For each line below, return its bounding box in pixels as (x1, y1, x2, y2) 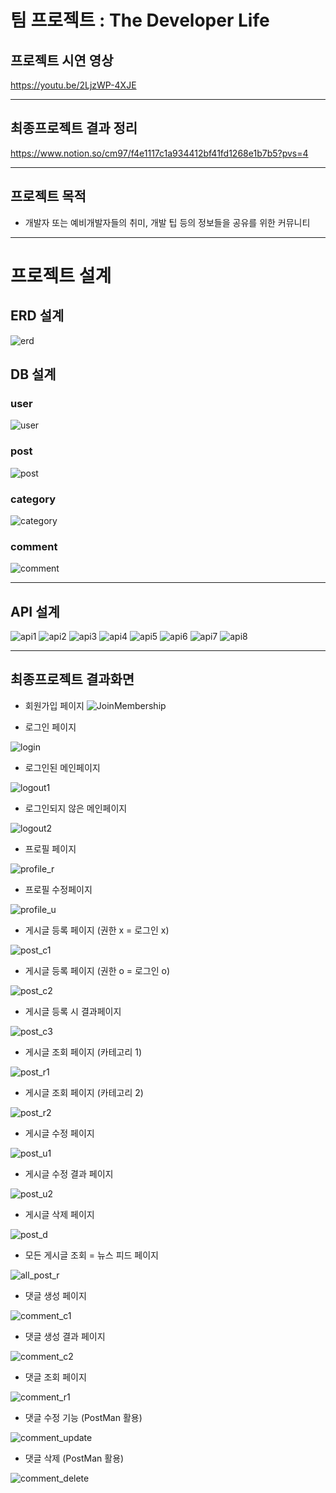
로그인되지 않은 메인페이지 (24, 802, 128, 814)
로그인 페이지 (24, 721, 77, 733)
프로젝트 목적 (10, 188, 87, 205)
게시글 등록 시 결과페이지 (24, 1005, 122, 1017)
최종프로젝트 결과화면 (10, 671, 135, 688)
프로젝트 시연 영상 (10, 52, 114, 69)
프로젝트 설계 (10, 264, 112, 287)
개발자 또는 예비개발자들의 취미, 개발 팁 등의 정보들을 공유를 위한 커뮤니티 (24, 216, 311, 228)
